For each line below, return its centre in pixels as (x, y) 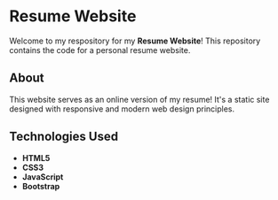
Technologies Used (64, 137)
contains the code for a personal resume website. (100, 50)
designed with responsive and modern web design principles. (122, 109)
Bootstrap (41, 186)
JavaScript (43, 177)
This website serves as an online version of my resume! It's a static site (139, 99)
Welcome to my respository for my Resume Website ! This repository (135, 41)
